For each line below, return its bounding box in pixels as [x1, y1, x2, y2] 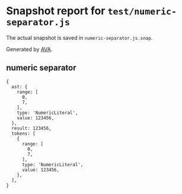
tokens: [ [11, 131, 36, 136]
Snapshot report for [6, 4, 106, 18]
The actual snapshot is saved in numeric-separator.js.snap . [6, 34, 153, 41]
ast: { [11, 84, 28, 90]
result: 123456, [11, 125, 52, 131]
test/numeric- [107, 6, 177, 17]
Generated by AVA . [6, 46, 53, 53]
